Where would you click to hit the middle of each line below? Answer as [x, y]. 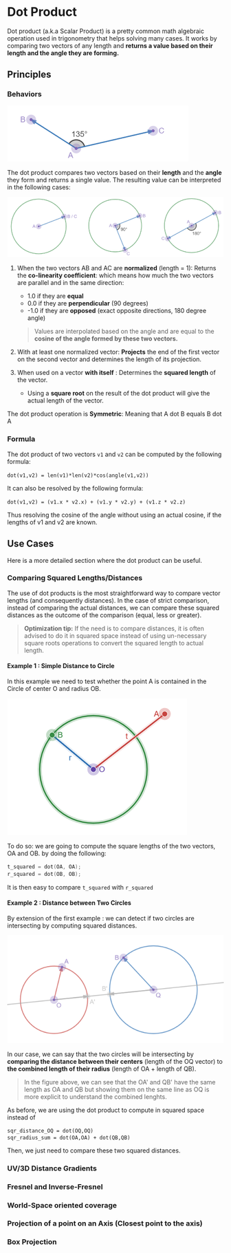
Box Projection [32, 1242]
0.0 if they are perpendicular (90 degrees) [88, 303]
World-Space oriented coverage [62, 1205]
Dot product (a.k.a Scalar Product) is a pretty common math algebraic [106, 31]
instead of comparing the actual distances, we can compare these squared [113, 608]
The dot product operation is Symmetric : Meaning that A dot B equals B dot [114, 414]
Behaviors [25, 94]
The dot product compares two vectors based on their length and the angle [114, 172]
